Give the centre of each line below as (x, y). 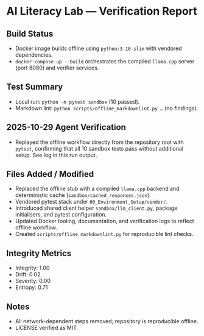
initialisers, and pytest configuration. (61, 215)
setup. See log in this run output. (56, 155)
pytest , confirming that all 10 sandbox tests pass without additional (99, 148)
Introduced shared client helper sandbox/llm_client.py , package (96, 208)
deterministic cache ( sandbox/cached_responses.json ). (83, 195)
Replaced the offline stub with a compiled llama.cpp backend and (97, 189)
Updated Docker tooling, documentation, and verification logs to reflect (104, 221)
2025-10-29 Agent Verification (66, 127)
